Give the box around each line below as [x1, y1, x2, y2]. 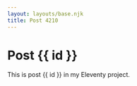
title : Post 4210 [7, 17, 59, 24]
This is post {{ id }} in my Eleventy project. [7, 70, 131, 79]
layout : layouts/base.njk [7, 10, 83, 18]
